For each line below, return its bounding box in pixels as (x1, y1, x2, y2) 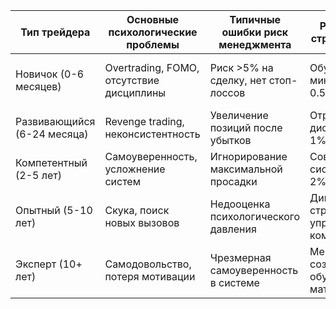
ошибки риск (221, 25, 289, 39)
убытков (209, 134, 252, 147)
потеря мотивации (104, 270, 196, 283)
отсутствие (104, 74, 160, 87)
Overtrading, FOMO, (104, 61, 200, 74)
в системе (209, 276, 260, 289)
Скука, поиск (104, 204, 170, 217)
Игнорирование (209, 150, 288, 163)
